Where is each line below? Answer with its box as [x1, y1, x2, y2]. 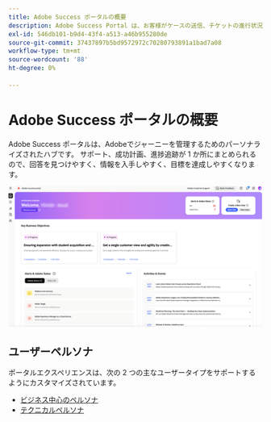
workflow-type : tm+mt [8, 47, 81, 56]
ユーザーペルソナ [8, 345, 94, 358]
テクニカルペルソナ [19, 405, 85, 415]
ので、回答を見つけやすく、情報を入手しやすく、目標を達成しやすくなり [8, 159, 248, 169]
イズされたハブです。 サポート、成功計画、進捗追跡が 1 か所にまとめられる [8, 149, 256, 159]
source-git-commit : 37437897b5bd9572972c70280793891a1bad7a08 [8, 39, 222, 47]
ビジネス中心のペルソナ [19, 395, 98, 405]
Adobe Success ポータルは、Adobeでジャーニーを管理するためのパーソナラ [8, 139, 261, 148]
